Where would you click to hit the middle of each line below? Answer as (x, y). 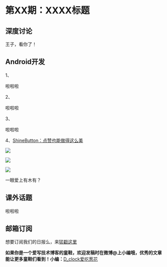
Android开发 (25, 62)
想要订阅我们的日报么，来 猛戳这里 (41, 242)
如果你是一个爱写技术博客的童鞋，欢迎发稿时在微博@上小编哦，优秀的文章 (84, 253)
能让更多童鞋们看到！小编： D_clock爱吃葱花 (52, 259)
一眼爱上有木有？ (23, 180)
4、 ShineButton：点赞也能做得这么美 (44, 140)
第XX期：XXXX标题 (48, 10)
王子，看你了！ (21, 44)
